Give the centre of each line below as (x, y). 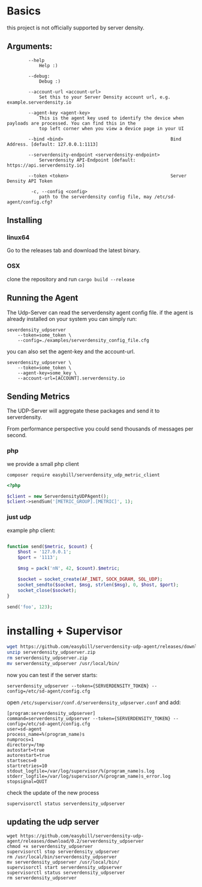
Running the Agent (43, 298)
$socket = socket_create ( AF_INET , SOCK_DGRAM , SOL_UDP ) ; (90, 579)
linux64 (18, 237)
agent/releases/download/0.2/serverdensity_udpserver (76, 841)
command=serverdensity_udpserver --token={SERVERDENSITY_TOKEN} (89, 718)
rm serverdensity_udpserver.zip (47, 658)
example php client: (31, 530)
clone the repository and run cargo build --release (71, 279)
